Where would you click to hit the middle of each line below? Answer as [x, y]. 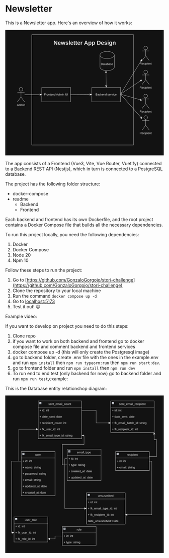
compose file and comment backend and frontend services [74, 346]
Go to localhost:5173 [34, 301]
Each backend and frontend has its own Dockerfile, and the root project [79, 219]
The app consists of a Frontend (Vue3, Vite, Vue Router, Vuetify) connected [83, 163]
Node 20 [22, 255]
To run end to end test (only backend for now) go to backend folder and [87, 373]
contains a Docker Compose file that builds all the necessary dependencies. [84, 225]
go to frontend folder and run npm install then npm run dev [74, 368]
